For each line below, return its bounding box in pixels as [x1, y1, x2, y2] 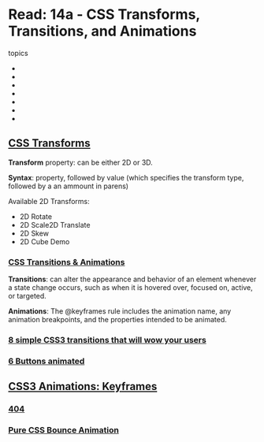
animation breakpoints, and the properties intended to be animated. [8, 315, 227, 325]
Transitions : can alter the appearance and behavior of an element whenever [8, 274, 257, 284]
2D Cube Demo [19, 236, 70, 246]
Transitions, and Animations [8, 22, 197, 40]
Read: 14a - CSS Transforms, [8, 6, 201, 24]
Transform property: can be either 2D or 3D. [8, 158, 154, 167]
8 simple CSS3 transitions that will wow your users [8, 334, 206, 345]
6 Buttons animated [8, 355, 85, 366]
